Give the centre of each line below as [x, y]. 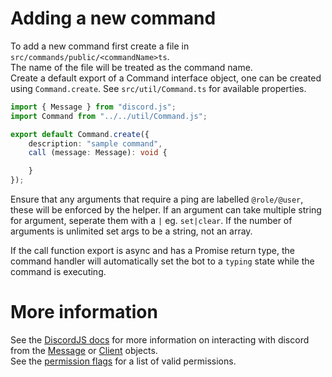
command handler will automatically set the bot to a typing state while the [162, 261]
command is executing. [58, 272]
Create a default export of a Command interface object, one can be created [166, 78]
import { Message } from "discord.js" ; [93, 107]
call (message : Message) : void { [98, 153]
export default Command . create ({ [80, 134]
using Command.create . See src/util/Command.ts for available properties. [158, 88]
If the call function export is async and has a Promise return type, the [152, 251]
